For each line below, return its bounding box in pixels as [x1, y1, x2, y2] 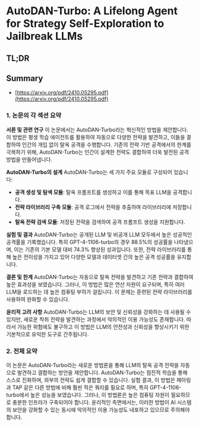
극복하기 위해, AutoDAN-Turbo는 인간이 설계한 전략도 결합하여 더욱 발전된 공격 [6, 148, 189, 155]
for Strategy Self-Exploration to [6, 17, 165, 30]
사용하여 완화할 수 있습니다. [6, 296, 70, 303]
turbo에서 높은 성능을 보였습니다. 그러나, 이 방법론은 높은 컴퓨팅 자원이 [6, 391, 170, 398]
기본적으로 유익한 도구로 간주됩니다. [6, 330, 89, 337]
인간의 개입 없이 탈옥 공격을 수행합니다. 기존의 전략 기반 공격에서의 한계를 [21, 141, 192, 148]
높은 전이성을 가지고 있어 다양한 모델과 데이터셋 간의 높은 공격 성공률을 [12, 253, 176, 260]
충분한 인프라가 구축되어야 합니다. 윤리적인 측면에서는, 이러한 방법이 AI [12, 399, 176, 406]
